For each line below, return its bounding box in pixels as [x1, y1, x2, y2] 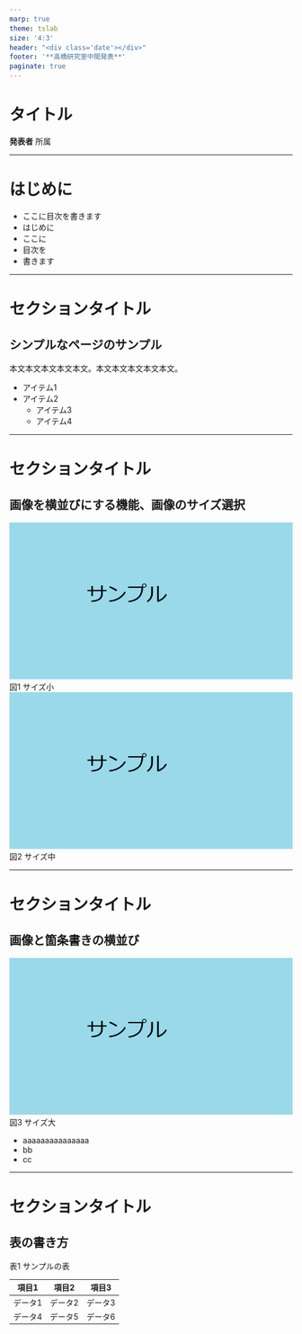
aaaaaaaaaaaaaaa [22, 1134, 90, 1145]
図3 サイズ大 [9, 1116, 57, 1127]
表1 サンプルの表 [9, 1260, 70, 1271]
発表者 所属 [9, 136, 51, 147]
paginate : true [9, 62, 67, 71]
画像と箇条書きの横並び [9, 933, 139, 948]
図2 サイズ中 [9, 850, 57, 862]
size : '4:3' [9, 33, 54, 42]
